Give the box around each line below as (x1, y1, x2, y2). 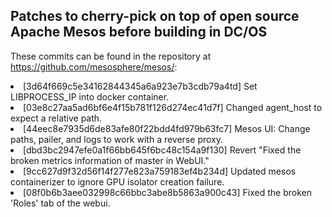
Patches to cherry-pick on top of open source (10, 8, 300, 25)
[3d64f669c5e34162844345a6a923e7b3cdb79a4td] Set (23, 80, 258, 92)
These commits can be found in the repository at (10, 50, 212, 62)
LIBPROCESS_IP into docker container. (10, 90, 170, 103)
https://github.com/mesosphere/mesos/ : (10, 60, 178, 73)
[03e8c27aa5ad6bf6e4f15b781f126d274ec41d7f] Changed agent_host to (23, 101, 323, 113)
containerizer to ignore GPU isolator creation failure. (10, 175, 225, 188)
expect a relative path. (10, 112, 103, 124)
